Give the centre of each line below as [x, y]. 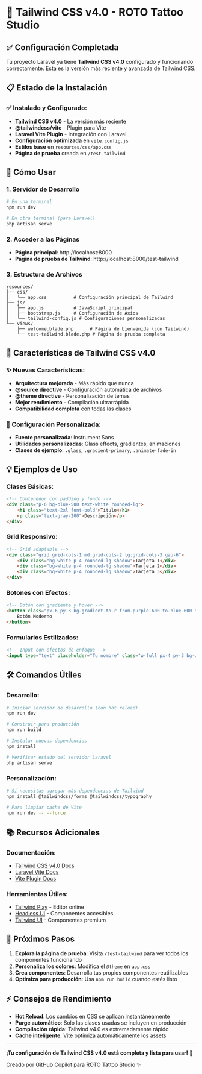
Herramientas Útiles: [37, 894]
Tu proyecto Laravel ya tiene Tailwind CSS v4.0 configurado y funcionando [100, 62]
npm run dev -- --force [36, 813]
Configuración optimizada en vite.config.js [72, 140]
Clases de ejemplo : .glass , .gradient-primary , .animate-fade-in [95, 450]
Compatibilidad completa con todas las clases [73, 409]
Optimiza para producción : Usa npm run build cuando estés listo [96, 979]
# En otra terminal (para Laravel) [51, 218]
